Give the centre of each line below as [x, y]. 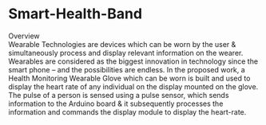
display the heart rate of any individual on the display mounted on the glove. [133, 86]
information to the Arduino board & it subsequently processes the [116, 104]
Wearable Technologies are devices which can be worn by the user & [122, 44]
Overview [24, 36]
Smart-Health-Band [75, 14]
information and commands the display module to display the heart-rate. [127, 111]
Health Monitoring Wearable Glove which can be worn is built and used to [129, 78]
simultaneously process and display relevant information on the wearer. [126, 53]
